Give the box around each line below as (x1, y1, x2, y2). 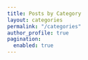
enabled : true (13, 42, 54, 49)
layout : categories (7, 17, 63, 23)
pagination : (7, 36, 41, 43)
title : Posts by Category (7, 10, 81, 17)
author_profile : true (7, 29, 69, 37)
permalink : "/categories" (7, 23, 81, 30)
